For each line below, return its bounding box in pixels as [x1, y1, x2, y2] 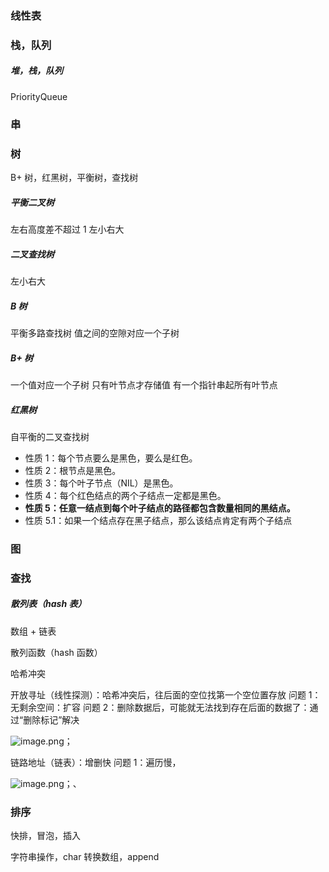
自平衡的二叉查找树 [10, 430, 90, 442]
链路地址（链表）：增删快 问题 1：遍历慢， [10, 756, 182, 768]
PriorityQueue [10, 90, 68, 102]
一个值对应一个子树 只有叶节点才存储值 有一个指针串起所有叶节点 [10, 378, 278, 391]
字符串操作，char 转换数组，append [10, 850, 160, 862]
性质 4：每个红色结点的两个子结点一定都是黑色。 [24, 489, 227, 501]
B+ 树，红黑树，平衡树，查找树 [10, 172, 139, 184]
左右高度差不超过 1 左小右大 [10, 223, 125, 235]
